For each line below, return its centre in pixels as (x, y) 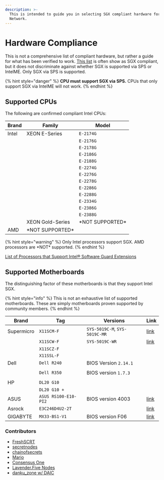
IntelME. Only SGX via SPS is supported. (46, 72)
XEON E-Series (44, 134)
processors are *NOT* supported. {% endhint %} (55, 247)
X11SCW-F (49, 341)
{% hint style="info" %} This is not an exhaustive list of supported (71, 298)
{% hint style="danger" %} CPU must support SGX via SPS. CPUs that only (81, 81)
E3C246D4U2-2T (55, 408)
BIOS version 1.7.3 (108, 372)
